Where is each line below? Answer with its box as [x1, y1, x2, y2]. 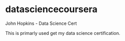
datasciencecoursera [5, 4, 98, 15]
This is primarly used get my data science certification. [5, 30, 120, 36]
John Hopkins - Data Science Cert [5, 20, 77, 26]
